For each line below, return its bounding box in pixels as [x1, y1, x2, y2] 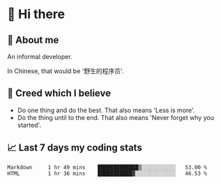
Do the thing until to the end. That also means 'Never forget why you [17, 113, 215, 121]
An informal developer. [7, 52, 73, 61]
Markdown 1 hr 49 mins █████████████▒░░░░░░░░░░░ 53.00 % [7, 164, 208, 171]
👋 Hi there [7, 6, 65, 22]
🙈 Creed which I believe [7, 87, 112, 100]
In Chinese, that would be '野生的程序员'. [7, 67, 124, 75]
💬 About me [7, 34, 59, 46]
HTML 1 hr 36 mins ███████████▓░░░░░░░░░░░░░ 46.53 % [7, 170, 208, 177]
